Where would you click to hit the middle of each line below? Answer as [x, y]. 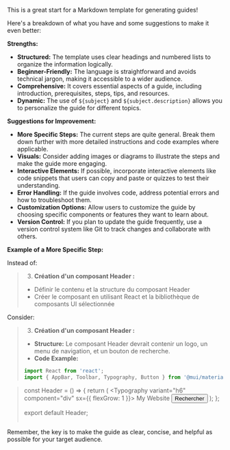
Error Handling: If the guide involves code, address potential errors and [118, 192]
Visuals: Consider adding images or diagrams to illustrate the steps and [118, 156]
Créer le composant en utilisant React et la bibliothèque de [117, 297]
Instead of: [22, 263]
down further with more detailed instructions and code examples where [118, 142]
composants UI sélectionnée [74, 304]
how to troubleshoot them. [54, 200]
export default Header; [56, 412]
